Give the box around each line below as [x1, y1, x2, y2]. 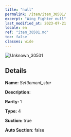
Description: [5, 89, 31, 95]
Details [5, 67, 27, 75]
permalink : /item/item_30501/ [5, 12, 67, 17]
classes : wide [5, 39, 34, 44]
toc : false [5, 35, 27, 40]
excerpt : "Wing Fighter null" [5, 16, 67, 21]
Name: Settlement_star [5, 79, 52, 86]
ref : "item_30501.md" [5, 30, 49, 35]
